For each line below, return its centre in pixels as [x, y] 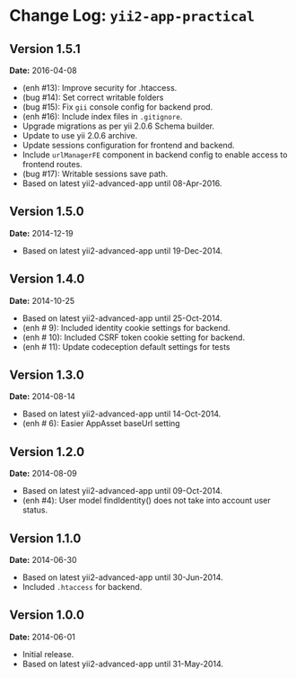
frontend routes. [52, 164]
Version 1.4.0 [47, 279]
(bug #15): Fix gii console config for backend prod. [118, 107]
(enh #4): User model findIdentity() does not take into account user [146, 501]
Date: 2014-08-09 [44, 474]
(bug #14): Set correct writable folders [93, 97]
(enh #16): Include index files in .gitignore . [102, 116]
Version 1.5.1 [45, 49]
